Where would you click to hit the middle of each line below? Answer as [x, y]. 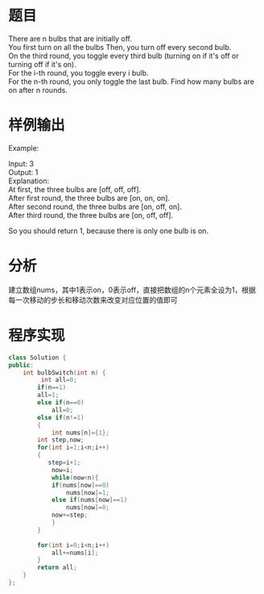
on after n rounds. [38, 90]
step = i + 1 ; [64, 462]
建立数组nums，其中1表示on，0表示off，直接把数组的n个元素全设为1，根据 [132, 290]
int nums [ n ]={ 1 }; [80, 433]
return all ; [58, 568]
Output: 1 [23, 172]
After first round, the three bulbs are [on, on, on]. [89, 198]
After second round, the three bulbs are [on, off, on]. [95, 207]
